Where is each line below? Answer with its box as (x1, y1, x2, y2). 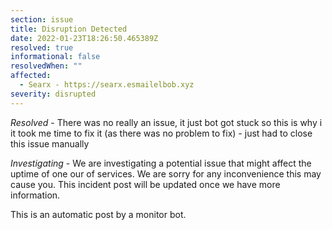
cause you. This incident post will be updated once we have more (10, 178, 281, 190)
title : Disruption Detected (10, 24, 128, 34)
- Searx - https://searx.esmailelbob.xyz (19, 80, 195, 90)
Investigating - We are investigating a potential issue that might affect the (10, 157, 312, 169)
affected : (10, 71, 52, 81)
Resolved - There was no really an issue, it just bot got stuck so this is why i (10, 116, 323, 128)
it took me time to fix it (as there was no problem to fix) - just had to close (10, 127, 313, 139)
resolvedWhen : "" (10, 61, 83, 71)
